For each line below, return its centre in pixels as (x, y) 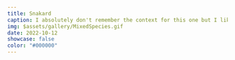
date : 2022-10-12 (33, 33)
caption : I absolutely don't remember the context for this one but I (112, 20)
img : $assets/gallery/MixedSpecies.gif (65, 26)
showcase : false (31, 39)
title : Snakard (29, 13)
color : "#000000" (33, 46)
